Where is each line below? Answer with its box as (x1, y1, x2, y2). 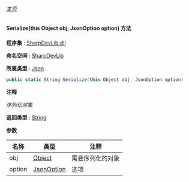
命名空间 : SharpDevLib (6, 52, 64, 59)
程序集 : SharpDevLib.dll (6, 39, 66, 46)
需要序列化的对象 (71, 154, 120, 162)
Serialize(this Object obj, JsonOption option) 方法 (6, 25, 131, 32)
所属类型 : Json (6, 64, 44, 71)
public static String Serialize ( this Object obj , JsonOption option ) (6, 76, 184, 83)
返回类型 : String (6, 114, 47, 121)
